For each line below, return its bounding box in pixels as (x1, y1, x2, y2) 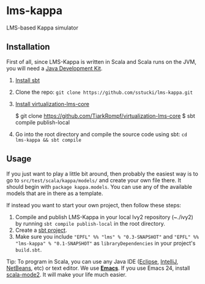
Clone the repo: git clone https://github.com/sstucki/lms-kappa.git (15, 88, 193, 96)
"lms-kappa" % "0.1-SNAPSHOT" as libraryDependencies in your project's (15, 239, 196, 247)
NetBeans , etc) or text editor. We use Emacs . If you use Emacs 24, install (6, 264, 190, 272)
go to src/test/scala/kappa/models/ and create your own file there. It (6, 176, 182, 184)
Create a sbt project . (15, 226, 67, 234)
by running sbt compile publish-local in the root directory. (15, 220, 165, 227)
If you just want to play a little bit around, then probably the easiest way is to (6, 170, 199, 177)
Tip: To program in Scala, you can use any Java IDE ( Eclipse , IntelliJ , (6, 258, 179, 265)
